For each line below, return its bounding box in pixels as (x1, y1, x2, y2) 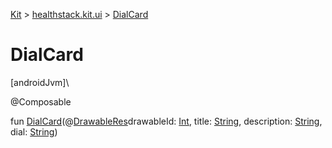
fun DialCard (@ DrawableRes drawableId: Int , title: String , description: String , (10, 115, 323, 127)
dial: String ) (10, 125, 58, 138)
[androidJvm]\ (10, 76, 70, 88)
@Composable (10, 95, 72, 108)
